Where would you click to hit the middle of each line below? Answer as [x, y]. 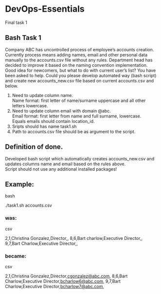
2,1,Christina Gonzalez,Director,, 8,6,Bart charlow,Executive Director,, [74, 238]
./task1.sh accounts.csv [28, 205]
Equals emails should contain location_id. [53, 121]
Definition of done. [34, 147]
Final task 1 [16, 22]
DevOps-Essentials [45, 9]
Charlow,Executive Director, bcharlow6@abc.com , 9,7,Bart [63, 281]
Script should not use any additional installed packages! [61, 169]
